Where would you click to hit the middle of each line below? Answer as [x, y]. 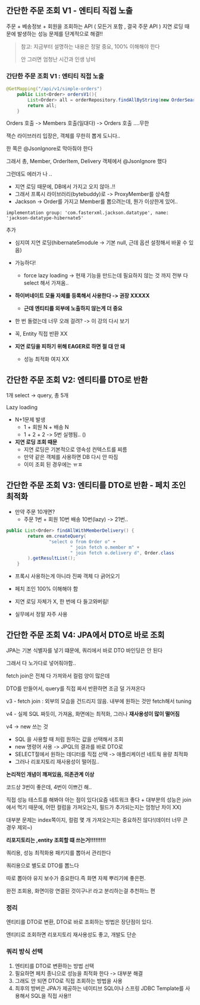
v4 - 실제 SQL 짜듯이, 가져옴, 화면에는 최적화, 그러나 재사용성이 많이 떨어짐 [93, 714]
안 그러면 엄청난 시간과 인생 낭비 [58, 59]
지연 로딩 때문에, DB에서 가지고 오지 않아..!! [65, 186]
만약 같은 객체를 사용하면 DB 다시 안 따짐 [71, 457]
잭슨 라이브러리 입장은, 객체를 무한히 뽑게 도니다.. [63, 136]
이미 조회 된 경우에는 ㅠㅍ [53, 464]
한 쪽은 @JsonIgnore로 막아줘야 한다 [50, 149]
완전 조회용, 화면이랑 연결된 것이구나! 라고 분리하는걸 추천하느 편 [81, 891]
